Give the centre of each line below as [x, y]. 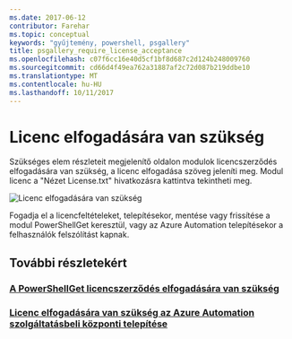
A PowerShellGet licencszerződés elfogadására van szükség [144, 288]
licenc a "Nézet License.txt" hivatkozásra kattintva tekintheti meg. [131, 181]
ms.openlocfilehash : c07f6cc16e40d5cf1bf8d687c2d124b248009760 [130, 59]
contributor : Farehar [50, 26]
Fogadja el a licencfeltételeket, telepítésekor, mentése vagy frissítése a [140, 215]
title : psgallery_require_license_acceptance [95, 51]
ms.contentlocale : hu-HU [56, 84]
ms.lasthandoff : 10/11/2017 [62, 92]
